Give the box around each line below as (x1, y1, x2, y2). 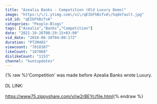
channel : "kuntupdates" (5, 58, 55, 63)
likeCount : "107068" (5, 49, 48, 54)
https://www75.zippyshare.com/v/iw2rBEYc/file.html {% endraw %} (5, 93, 143, 99)
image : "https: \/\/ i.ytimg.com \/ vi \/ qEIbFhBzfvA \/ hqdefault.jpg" (5, 12, 144, 17)
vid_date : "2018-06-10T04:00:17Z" (5, 35, 77, 40)
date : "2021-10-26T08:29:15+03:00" (5, 30, 79, 35)
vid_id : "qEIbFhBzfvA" (5, 16, 52, 21)
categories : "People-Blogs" (5, 21, 64, 26)
